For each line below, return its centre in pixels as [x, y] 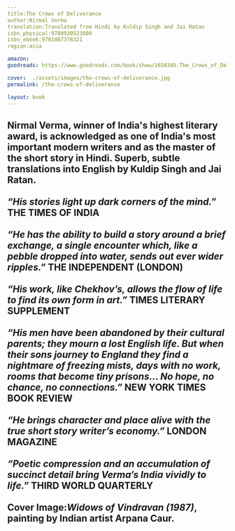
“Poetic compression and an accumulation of [109, 464]
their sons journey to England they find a [98, 355]
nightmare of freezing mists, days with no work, [114, 365]
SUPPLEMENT [39, 311]
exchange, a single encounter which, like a [102, 245]
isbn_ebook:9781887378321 [45, 40]
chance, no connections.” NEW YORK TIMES [107, 387]
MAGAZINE [32, 442]
